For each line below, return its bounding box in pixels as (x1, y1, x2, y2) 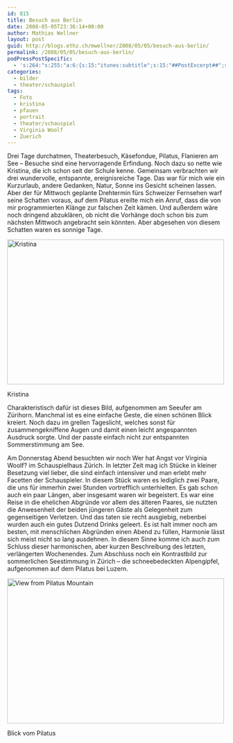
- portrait (13, 113, 45, 120)
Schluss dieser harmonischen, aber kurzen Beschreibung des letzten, (7, 542, 206, 551)
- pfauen (13, 107, 39, 114)
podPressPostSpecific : (7, 56, 73, 62)
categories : (7, 68, 42, 75)
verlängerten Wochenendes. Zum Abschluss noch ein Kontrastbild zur (7, 550, 208, 558)
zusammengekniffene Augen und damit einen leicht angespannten (7, 426, 198, 434)
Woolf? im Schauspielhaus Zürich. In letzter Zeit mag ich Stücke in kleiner (7, 461, 217, 469)
